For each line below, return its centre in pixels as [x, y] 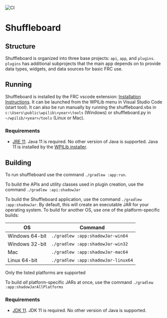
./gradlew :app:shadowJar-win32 [90, 244]
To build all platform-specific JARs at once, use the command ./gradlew [79, 282]
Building [18, 162]
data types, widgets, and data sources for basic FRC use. [64, 69]
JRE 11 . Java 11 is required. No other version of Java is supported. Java [85, 142]
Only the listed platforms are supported [45, 273]
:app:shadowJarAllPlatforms [34, 287]
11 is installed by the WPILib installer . [50, 147]
